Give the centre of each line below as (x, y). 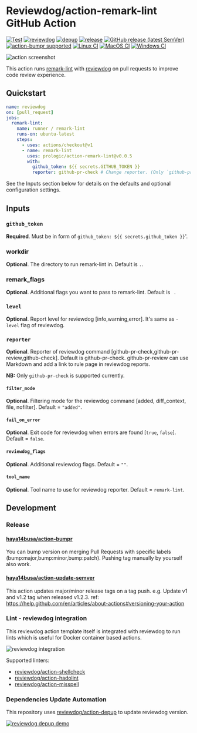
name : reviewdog (26, 107)
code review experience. (36, 75)
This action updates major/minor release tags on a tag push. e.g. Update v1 (97, 591)
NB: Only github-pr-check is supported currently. (65, 375)
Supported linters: (28, 660)
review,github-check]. (33, 358)
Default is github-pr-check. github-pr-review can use (124, 358)
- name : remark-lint (47, 150)
